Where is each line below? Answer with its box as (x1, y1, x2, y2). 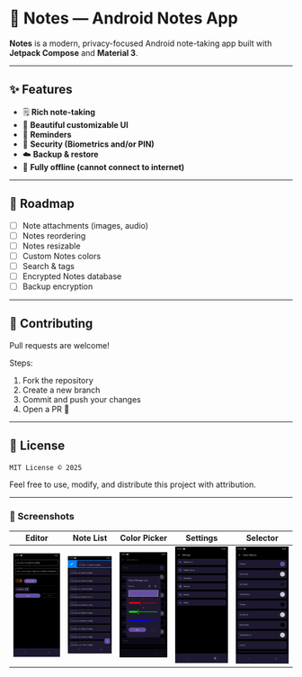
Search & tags (22, 260, 75, 271)
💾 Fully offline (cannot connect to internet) (22, 161, 185, 172)
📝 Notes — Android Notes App (9, 8, 238, 29)
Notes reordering (22, 230, 86, 241)
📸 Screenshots (9, 510, 75, 522)
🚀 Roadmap (9, 196, 75, 212)
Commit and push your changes (22, 393, 141, 404)
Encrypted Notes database (22, 270, 122, 282)
